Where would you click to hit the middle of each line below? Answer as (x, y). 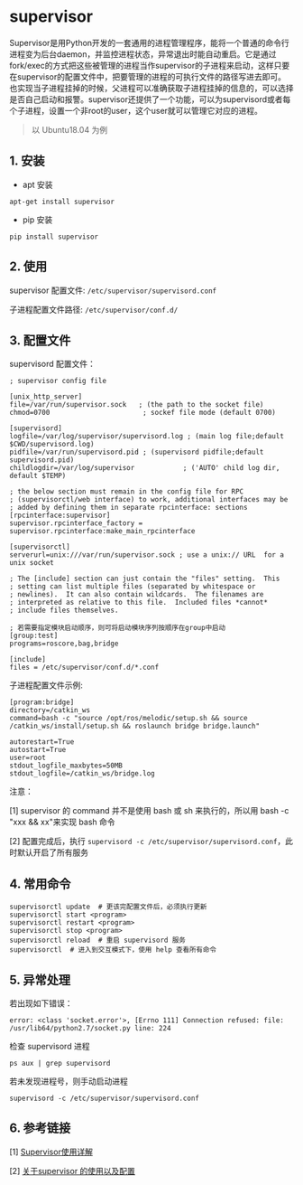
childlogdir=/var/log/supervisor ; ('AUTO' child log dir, (145, 468)
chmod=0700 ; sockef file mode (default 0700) (143, 413)
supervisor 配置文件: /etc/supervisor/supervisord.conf (113, 290)
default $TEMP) (38, 476)
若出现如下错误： (41, 1003)
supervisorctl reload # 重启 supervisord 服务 (98, 940)
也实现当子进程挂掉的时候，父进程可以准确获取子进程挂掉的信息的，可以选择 (151, 88)
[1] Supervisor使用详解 (51, 1152)
